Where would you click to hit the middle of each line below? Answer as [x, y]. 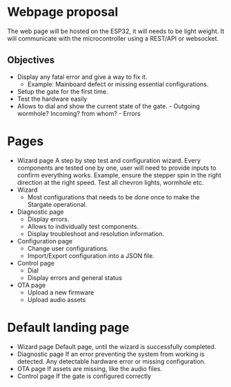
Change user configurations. [68, 248]
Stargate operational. [57, 204]
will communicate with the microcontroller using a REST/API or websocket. [113, 38]
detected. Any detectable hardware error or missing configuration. [111, 361]
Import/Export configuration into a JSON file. [91, 255]
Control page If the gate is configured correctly [84, 376]
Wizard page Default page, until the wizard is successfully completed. [117, 346]
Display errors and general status [75, 277]
